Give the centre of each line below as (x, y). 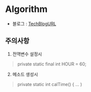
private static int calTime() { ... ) (49, 84)
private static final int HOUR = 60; (52, 64)
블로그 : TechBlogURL (34, 23)
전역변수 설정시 (27, 54)
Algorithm (26, 9)
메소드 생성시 (25, 74)
